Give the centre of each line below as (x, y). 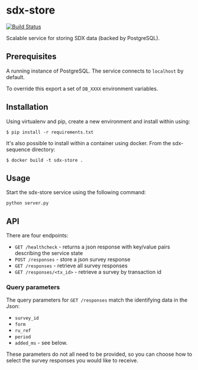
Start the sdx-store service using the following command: (76, 192)
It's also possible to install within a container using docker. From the (89, 143)
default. (16, 77)
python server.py (27, 203)
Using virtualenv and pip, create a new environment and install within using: (98, 121)
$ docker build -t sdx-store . (45, 160)
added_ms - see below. (41, 343)
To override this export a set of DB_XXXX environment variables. (82, 89)
